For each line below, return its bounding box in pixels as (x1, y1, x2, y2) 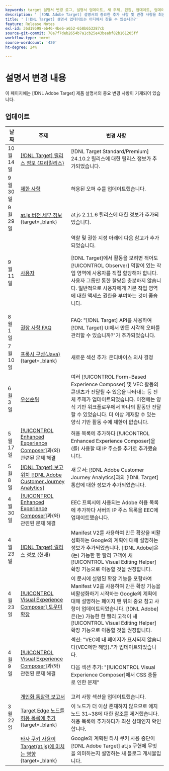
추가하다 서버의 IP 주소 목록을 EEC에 (77, 506, 158, 513)
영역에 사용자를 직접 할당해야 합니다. (77, 270, 158, 277)
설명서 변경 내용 (5, 72, 66, 83)
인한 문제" (77, 679, 100, 686)
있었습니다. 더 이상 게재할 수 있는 (82, 411, 156, 418)
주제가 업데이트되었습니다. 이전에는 (77, 396, 155, 403)
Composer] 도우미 (20, 604, 63, 611)
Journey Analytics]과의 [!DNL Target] (71, 474, 158, 481)
